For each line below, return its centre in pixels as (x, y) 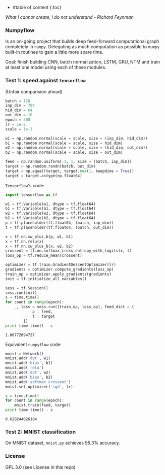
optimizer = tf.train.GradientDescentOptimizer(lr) (61, 265)
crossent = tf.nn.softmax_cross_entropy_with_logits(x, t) (69, 251)
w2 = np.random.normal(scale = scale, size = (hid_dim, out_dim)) (76, 148)
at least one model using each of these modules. (56, 67)
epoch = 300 (18, 120)
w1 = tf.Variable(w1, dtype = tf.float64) (50, 204)
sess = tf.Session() (27, 288)
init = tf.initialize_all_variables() (46, 279)
